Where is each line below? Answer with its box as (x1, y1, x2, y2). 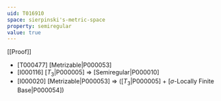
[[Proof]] (7, 48, 32, 56)
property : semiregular (7, 23, 72, 29)
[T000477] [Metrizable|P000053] (16, 61, 112, 69)
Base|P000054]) (16, 86, 64, 94)
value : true (7, 29, 41, 36)
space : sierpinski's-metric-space (7, 16, 106, 23)
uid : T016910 (7, 10, 44, 17)
